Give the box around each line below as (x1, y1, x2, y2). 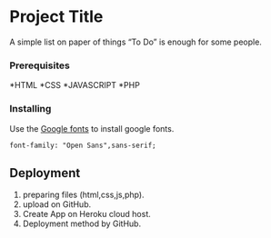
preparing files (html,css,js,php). (22, 189, 145, 201)
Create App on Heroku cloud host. (22, 209, 152, 220)
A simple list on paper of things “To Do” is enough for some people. (9, 36, 262, 47)
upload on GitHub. (22, 199, 92, 210)
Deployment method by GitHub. (22, 218, 142, 229)
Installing (9, 103, 52, 115)
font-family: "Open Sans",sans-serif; (9, 141, 156, 150)
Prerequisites (9, 59, 70, 72)
